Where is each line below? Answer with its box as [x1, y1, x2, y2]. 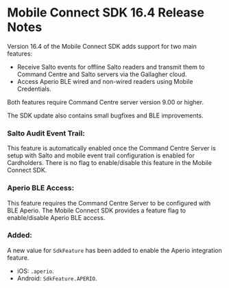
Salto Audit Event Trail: [7, 129, 86, 138]
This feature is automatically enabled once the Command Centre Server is [7, 144, 216, 153]
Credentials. [16, 85, 51, 93]
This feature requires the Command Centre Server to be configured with [7, 199, 211, 207]
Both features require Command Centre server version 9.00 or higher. [7, 98, 204, 106]
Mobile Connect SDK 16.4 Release [7, 5, 204, 21]
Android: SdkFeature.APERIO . [16, 274, 97, 283]
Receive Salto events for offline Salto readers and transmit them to [16, 63, 205, 71]
